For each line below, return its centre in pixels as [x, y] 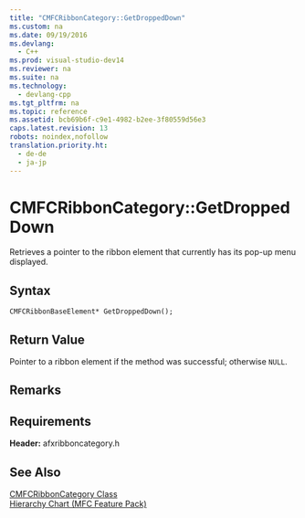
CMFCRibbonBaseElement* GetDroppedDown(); [91, 312]
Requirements [50, 421]
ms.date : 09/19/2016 [49, 35]
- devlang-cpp [44, 94]
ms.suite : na [34, 78]
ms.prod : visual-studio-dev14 [67, 60]
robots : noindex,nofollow [58, 137]
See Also [35, 472]
